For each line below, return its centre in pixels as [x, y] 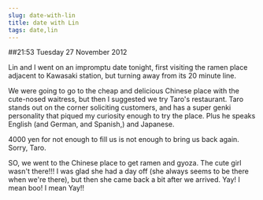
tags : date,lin [33, 30]
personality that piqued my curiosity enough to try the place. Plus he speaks [132, 116]
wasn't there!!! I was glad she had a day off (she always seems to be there [129, 171]
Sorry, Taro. [27, 148]
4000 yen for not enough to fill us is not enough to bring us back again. [124, 140]
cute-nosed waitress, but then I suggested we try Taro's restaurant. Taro [126, 100]
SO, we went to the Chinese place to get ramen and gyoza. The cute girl [125, 163]
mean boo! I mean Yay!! [46, 188]
